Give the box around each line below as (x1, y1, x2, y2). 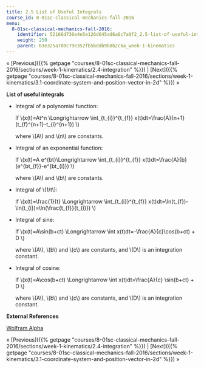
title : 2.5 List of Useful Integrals (6, 9, 102, 15)
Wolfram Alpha (6, 324, 44, 331)
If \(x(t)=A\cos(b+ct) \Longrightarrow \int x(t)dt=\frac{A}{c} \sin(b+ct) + (15, 276, 194, 283)
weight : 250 (17, 37, 47, 43)
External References (6, 312, 59, 320)
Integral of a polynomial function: (15, 102, 98, 109)
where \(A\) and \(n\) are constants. (15, 132, 104, 140)
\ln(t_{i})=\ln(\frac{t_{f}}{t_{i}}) (15, 204, 91, 212)
